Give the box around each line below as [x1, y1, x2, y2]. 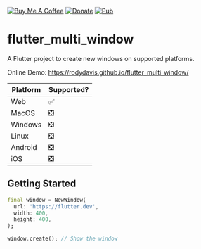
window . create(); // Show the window [7, 236, 118, 243]
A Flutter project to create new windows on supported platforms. [7, 54, 195, 63]
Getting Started [7, 178, 77, 190]
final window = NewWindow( [7, 196, 86, 203]
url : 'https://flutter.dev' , [13, 203, 99, 210]
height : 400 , [13, 216, 52, 223]
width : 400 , [13, 210, 49, 217]
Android [11, 142, 37, 152]
